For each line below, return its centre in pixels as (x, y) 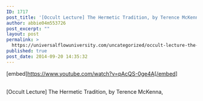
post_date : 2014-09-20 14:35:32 (47, 57)
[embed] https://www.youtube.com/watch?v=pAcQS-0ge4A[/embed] (92, 73)
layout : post (23, 34)
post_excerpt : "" (28, 29)
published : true (27, 51)
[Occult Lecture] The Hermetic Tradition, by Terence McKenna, (85, 91)
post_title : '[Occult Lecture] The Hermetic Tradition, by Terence (93, 17)
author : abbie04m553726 (36, 23)
